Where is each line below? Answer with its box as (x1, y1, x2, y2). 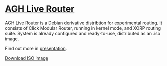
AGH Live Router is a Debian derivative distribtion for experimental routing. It (5, 20, 162, 26)
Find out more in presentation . (5, 45, 67, 51)
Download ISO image (5, 55, 48, 61)
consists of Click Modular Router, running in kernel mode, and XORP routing (5, 25, 161, 31)
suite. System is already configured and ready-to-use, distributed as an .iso (5, 30, 161, 36)
